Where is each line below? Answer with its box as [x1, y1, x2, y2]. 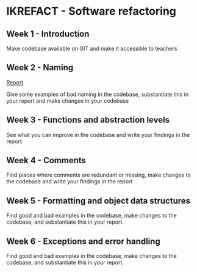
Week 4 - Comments [6, 155, 87, 166]
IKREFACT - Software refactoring [6, 4, 177, 18]
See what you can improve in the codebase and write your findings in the [6, 131, 190, 138]
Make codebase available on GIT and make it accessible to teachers [6, 45, 177, 52]
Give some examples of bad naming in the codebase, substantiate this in [6, 90, 189, 98]
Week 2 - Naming [6, 62, 74, 73]
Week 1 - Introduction [6, 29, 90, 39]
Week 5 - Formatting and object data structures [6, 196, 191, 206]
